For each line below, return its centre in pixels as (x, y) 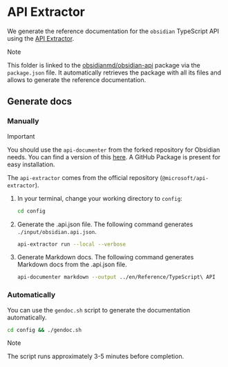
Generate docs (40, 102)
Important (21, 136)
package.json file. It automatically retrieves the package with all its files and (114, 72)
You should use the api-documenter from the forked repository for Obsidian (114, 150)
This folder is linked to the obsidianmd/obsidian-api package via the (104, 65)
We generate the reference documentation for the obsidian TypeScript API (113, 31)
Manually (23, 121)
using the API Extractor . (41, 38)
